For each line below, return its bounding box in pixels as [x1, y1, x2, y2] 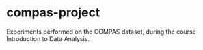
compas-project [6, 5, 100, 21]
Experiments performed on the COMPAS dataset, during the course [6, 27, 196, 36]
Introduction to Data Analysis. [6, 34, 90, 42]
